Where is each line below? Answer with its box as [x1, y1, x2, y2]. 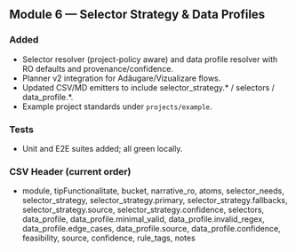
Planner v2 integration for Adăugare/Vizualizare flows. [21, 73, 221, 83]
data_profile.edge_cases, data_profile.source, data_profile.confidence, [21, 224, 282, 234]
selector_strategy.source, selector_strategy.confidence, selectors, [21, 204, 265, 216]
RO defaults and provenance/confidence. [21, 63, 173, 74]
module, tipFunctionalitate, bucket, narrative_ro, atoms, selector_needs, [21, 185, 284, 196]
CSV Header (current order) [9, 165, 132, 177]
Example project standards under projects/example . [21, 101, 212, 112]
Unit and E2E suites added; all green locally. [21, 143, 183, 154]
